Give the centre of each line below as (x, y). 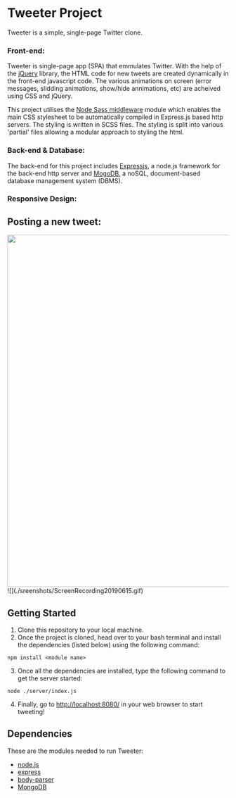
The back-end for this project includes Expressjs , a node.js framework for (114, 166)
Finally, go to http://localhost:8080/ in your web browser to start (110, 704)
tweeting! (31, 712)
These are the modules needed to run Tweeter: (76, 751)
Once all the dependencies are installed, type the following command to (122, 671)
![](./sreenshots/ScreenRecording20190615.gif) (76, 591)
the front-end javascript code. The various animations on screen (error (110, 81)
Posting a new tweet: (54, 222)
